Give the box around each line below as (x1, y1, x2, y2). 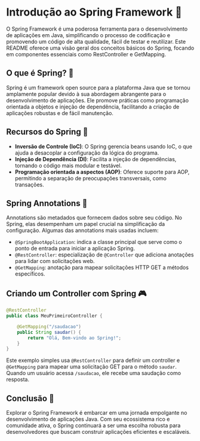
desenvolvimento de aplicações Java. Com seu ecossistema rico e (6, 416, 170, 423)
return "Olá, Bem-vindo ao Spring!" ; (27, 335, 121, 341)
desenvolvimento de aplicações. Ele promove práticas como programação (6, 96, 189, 104)
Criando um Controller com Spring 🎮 (6, 288, 147, 298)
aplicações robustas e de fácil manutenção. (6, 109, 113, 116)
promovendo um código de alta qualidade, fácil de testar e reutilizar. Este (6, 38, 186, 45)
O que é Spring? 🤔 (6, 68, 74, 78)
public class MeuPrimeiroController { (6, 313, 103, 319)
